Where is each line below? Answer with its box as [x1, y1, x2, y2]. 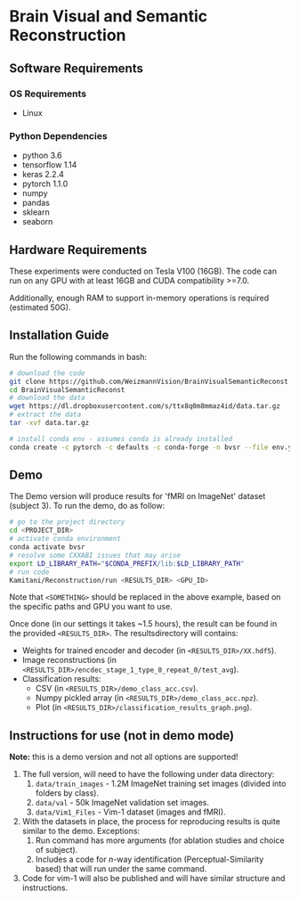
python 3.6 [21, 150, 62, 161]
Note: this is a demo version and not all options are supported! [9, 751, 238, 763]
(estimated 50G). [9, 301, 71, 313]
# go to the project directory [9, 518, 125, 527]
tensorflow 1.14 [21, 160, 77, 170]
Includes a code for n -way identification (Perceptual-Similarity [35, 854, 264, 865]
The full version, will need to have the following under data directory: [21, 769, 275, 780]
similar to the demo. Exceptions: [21, 826, 141, 837]
